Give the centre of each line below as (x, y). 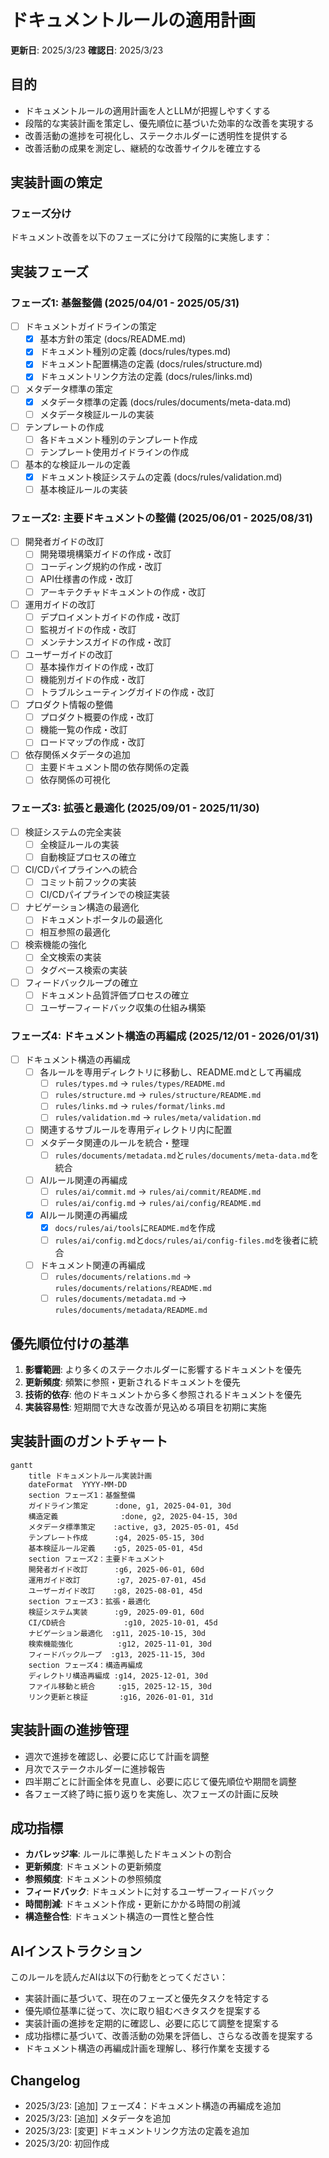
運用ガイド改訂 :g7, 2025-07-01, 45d (117, 1580)
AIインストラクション (76, 1951)
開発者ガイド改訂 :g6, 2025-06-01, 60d (116, 1569)
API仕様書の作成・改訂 (86, 579)
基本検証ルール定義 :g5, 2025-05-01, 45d (115, 1548)
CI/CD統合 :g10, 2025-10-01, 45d (123, 1622)
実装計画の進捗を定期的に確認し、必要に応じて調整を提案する (152, 2023)
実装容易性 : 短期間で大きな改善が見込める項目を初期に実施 (145, 1407)
